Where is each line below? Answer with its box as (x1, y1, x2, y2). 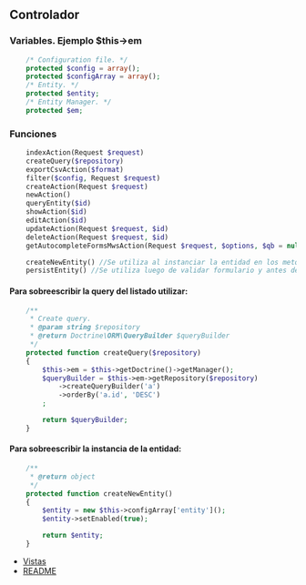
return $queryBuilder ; (42, 416, 128, 425)
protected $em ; (25, 106, 84, 115)
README (22, 565, 57, 576)
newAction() (25, 190, 71, 199)
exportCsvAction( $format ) (25, 165, 125, 174)
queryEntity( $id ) (25, 199, 92, 208)
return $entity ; (42, 531, 104, 540)
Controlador (9, 7, 80, 23)
